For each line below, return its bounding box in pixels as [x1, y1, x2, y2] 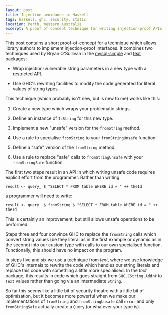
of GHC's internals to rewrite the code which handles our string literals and [5, 262, 159, 268]
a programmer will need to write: [5, 193, 73, 199]
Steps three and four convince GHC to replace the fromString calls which [5, 231, 156, 237]
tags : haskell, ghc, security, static [5, 17, 86, 22]
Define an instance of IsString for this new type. [12, 115, 114, 121]
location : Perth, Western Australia [5, 21, 82, 27]
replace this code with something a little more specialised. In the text [5, 267, 147, 274]
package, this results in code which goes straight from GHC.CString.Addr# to [5, 273, 162, 279]
